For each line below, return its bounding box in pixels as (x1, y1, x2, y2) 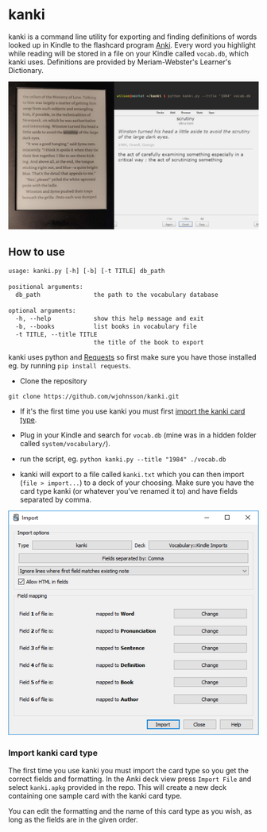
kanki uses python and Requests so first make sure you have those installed (8, 352, 257, 362)
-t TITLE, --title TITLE (15, 331, 98, 339)
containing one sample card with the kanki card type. (8, 791, 183, 800)
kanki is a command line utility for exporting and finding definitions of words (8, 32, 257, 41)
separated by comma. (19, 495, 92, 505)
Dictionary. (8, 65, 44, 75)
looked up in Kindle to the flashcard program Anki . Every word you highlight (8, 40, 256, 49)
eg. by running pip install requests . (8, 361, 131, 371)
